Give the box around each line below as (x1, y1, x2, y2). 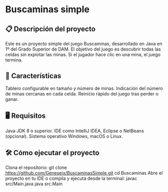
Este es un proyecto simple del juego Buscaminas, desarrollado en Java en (5, 41, 162, 46)
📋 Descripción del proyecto (5, 25, 96, 33)
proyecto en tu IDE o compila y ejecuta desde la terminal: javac (5, 175, 137, 182)
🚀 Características (5, 71, 62, 80)
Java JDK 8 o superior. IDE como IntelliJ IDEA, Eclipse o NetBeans (5, 128, 144, 134)
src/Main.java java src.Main (5, 181, 63, 187)
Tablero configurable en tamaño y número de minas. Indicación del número (5, 85, 163, 91)
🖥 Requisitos (5, 111, 46, 121)
